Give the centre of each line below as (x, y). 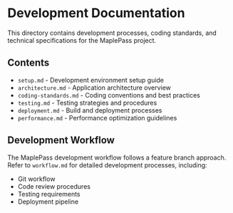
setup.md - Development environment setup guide (91, 80)
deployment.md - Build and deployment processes (90, 110)
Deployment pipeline (48, 202)
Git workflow (36, 179)
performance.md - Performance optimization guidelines (97, 118)
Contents (29, 63)
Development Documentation (96, 13)
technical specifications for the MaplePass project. (82, 40)
